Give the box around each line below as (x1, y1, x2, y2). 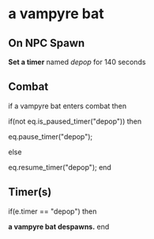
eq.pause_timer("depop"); (8, 131, 93, 141)
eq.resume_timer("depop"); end (8, 162, 112, 172)
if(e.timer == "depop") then (8, 207, 97, 216)
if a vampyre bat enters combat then (8, 101, 127, 111)
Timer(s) (8, 185, 52, 199)
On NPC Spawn (8, 36, 85, 50)
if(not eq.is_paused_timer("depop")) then (8, 116, 142, 126)
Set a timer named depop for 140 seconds (8, 57, 146, 66)
